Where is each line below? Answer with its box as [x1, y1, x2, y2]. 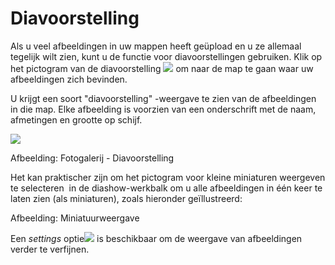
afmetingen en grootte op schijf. [10, 113, 143, 126]
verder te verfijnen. [10, 243, 90, 255]
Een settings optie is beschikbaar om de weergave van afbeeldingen [10, 232, 303, 244]
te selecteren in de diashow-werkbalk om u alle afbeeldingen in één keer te [10, 182, 323, 194]
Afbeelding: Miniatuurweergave [10, 212, 140, 224]
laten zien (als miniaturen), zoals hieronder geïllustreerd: [10, 192, 243, 204]
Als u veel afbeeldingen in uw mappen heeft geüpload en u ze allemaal [10, 40, 302, 52]
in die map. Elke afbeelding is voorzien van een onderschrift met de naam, [10, 103, 317, 115]
